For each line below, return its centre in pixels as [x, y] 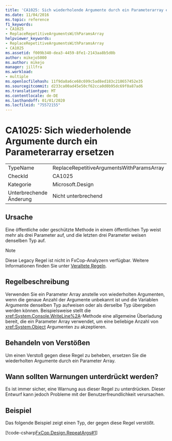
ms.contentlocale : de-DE [32, 96]
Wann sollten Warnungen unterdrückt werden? [82, 377]
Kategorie [20, 185]
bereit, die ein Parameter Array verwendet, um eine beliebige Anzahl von [82, 321]
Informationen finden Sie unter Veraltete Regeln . [56, 266]
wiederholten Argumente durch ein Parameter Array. [61, 361]
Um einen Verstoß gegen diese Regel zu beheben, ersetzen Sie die [76, 355]
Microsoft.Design [73, 185]
